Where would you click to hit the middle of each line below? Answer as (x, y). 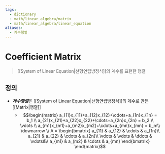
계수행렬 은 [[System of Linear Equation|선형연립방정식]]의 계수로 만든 (80, 101)
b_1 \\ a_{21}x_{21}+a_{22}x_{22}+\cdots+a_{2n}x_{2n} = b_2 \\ (90, 120)
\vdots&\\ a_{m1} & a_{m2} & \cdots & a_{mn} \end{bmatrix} (90, 141)
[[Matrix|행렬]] (27, 107)
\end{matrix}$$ (90, 146)
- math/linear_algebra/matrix (40, 19)
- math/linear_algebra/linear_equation (50, 23)
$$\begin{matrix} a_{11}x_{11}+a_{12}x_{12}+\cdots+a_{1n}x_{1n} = (90, 115)
